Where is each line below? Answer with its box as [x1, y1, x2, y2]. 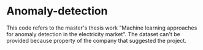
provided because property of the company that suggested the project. [6, 37, 187, 44]
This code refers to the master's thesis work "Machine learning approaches [6, 24, 197, 31]
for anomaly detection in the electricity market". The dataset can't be [6, 30, 181, 37]
